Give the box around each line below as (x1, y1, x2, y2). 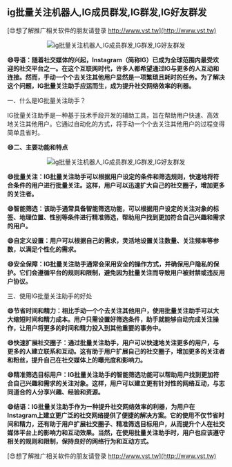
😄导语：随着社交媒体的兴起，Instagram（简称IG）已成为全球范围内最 (7, 55, 207, 64)
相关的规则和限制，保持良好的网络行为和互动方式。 (7, 437, 153, 445)
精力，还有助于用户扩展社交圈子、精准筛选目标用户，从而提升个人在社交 (19, 419, 225, 428)
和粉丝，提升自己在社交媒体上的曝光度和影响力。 (7, 356, 146, 364)
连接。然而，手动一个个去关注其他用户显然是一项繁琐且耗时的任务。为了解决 (7, 73, 225, 81)
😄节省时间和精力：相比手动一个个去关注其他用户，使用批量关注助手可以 (7, 306, 213, 315)
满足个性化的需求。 (25, 245, 80, 253)
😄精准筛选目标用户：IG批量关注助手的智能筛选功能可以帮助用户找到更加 (7, 370, 214, 378)
